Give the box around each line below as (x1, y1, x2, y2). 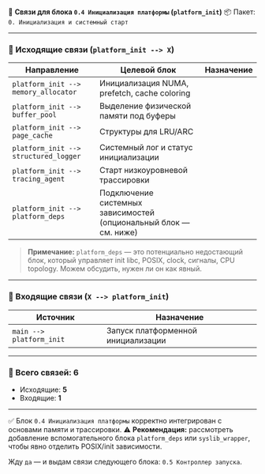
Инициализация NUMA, (99, 78, 189, 89)
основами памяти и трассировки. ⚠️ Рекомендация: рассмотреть (8, 424, 234, 434)
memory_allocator (12, 88, 77, 97)
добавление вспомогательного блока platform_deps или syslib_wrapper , (8, 433, 251, 442)
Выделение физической (99, 100, 192, 111)
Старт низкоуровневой (99, 165, 188, 176)
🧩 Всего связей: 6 (8, 367, 79, 378)
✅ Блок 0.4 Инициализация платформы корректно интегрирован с (8, 416, 222, 425)
